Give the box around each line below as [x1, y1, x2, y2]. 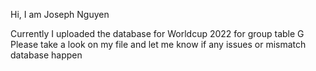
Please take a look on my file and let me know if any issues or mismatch [10, 39, 307, 50]
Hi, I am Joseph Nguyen [10, 9, 110, 20]
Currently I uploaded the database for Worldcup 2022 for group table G [10, 28, 305, 39]
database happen [10, 49, 83, 61]
